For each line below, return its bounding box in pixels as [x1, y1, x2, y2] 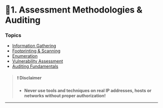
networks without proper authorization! [24, 93, 106, 98]
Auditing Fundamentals [12, 63, 59, 69]
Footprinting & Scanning [12, 48, 61, 54]
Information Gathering [12, 43, 57, 49]
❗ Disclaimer [16, 75, 42, 81]
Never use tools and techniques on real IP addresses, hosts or [24, 87, 152, 93]
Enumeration [12, 53, 38, 59]
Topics [5, 32, 22, 39]
